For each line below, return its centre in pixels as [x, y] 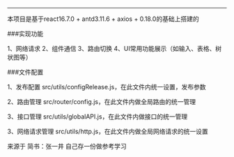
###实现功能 [25, 33]
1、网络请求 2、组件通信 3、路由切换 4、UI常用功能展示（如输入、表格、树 [114, 48]
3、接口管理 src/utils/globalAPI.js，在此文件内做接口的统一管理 [97, 117]
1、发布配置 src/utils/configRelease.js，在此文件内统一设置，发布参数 [107, 87]
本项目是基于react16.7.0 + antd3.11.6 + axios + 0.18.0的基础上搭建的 [103, 19]
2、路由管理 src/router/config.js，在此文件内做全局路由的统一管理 [102, 102]
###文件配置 [25, 72]
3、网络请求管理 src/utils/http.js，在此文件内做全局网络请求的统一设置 [108, 131]
